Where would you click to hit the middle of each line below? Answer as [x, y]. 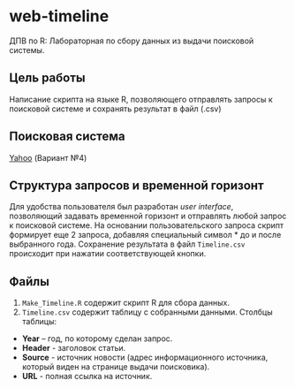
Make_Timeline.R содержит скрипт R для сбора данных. [125, 303]
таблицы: [39, 322]
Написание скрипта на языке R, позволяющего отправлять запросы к [141, 99]
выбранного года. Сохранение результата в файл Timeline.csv [127, 244]
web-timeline [59, 16]
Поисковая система [67, 137]
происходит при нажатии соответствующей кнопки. [108, 254]
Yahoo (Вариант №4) [48, 157]
